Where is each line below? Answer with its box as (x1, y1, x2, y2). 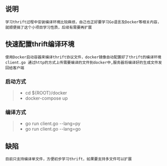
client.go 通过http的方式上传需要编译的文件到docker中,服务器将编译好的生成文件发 (5, 60, 162, 65)
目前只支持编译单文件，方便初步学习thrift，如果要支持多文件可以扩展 (5, 156, 132, 162)
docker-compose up (25, 95, 68, 101)
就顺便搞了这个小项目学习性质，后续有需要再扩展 (5, 25, 92, 30)
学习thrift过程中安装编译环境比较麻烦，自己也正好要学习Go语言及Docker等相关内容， (5, 19, 161, 24)
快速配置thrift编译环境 (5, 40, 75, 49)
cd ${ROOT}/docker (25, 90, 67, 96)
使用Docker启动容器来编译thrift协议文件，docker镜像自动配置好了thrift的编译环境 (5, 55, 161, 60)
